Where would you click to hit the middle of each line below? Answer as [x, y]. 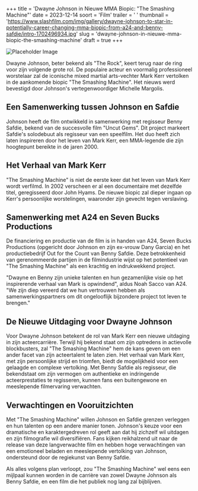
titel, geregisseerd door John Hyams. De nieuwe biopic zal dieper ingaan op [99, 192]
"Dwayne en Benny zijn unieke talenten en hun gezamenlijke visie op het [95, 278]
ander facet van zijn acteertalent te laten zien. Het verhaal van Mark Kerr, [95, 355]
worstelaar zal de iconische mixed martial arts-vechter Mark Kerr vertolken [98, 76]
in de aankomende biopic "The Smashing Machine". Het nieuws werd [91, 82]
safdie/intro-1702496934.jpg [41, 34]
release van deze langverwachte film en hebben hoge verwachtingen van [96, 445]
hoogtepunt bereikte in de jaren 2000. [52, 147]
